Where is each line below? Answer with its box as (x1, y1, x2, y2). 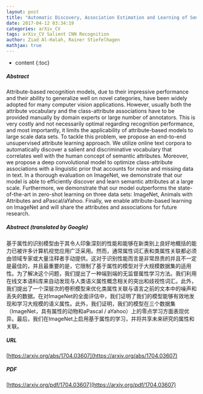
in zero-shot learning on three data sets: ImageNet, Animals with (32, 191, 193, 198)
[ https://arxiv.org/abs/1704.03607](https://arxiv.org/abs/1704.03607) (6, 352, 178, 359)
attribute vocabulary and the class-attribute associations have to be (6, 107, 175, 115)
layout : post (6, 8, 39, 15)
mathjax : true (6, 43, 42, 49)
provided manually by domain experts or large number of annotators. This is (6, 113, 196, 121)
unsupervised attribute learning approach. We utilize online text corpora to (6, 139, 192, 147)
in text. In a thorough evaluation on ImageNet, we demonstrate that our (6, 171, 182, 179)
